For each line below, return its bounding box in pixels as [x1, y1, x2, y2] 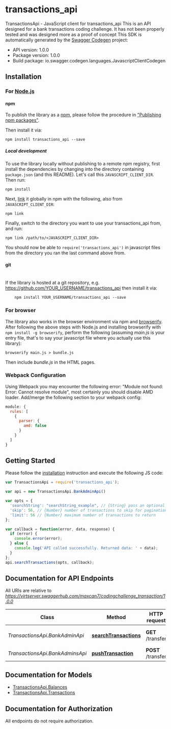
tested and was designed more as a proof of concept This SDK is [5, 31, 142, 37]
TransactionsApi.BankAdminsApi [8, 650, 87, 657]
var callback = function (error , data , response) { [5, 526, 115, 532]
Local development [5, 148, 47, 154]
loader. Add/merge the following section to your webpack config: [5, 394, 141, 400]
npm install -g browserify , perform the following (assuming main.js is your [5, 329, 165, 336]
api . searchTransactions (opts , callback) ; [5, 560, 95, 565]
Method [106, 614, 126, 621]
